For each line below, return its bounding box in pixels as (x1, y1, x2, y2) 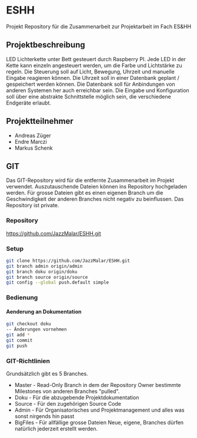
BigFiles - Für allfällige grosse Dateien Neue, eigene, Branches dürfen (14, 419, 184, 426)
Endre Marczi (14, 138, 47, 145)
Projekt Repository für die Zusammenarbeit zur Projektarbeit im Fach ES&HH (6, 23, 192, 30)
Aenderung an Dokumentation (6, 308, 82, 315)
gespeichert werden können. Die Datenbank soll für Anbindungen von (6, 80, 175, 87)
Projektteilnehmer (6, 116, 74, 126)
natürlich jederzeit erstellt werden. (14, 425, 98, 432)
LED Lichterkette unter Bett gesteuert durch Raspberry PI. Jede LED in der (6, 55, 186, 62)
